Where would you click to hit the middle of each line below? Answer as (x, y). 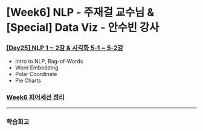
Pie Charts (28, 81)
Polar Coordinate (36, 74)
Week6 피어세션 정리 (35, 97)
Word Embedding (37, 68)
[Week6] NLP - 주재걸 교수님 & (80, 12)
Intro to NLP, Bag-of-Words (49, 62)
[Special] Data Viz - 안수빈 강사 (83, 27)
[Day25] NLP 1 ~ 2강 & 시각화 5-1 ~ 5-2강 (65, 48)
